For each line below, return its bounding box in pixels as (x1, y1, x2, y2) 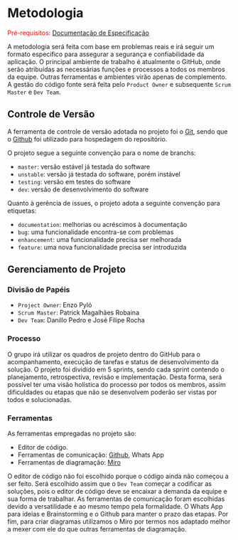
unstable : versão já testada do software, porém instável (17, 169, 181, 179)
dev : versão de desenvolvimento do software (17, 185, 149, 194)
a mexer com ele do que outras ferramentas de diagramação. (7, 525, 187, 534)
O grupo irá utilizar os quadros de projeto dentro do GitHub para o (7, 350, 201, 359)
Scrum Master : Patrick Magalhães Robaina (17, 308, 140, 317)
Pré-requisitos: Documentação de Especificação (7, 28, 149, 37)
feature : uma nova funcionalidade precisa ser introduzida (17, 243, 187, 251)
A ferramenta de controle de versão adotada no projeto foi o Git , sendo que (7, 127, 229, 136)
